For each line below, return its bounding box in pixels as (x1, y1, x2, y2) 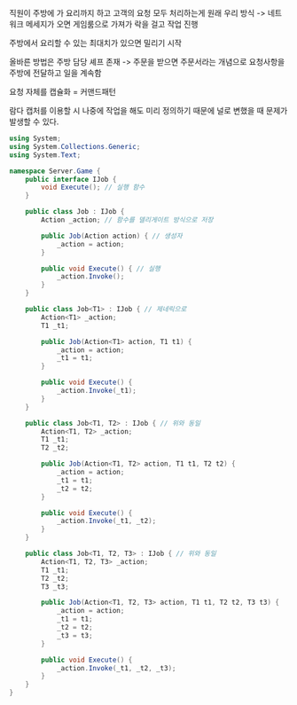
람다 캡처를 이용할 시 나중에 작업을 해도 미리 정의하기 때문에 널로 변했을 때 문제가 (9, 106, 288, 115)
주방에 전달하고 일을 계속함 (9, 67, 102, 78)
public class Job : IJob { (25, 208, 125, 216)
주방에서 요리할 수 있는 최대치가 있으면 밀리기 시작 (9, 38, 182, 48)
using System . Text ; (9, 150, 82, 160)
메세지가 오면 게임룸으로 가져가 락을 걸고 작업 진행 (25, 19, 199, 29)
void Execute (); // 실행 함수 (41, 183, 145, 192)
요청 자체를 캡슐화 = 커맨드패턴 (9, 87, 117, 97)
